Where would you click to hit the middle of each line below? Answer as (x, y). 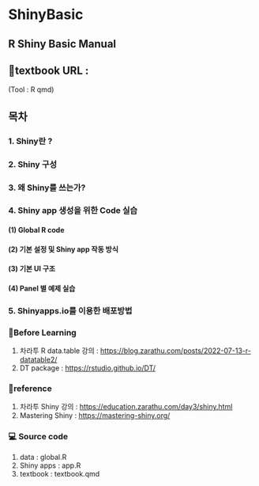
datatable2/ (38, 360)
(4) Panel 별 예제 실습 (42, 288)
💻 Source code (38, 437)
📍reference (30, 388)
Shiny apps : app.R (50, 465)
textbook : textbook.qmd (60, 473)
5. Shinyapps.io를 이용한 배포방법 (70, 310)
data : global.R (43, 457)
